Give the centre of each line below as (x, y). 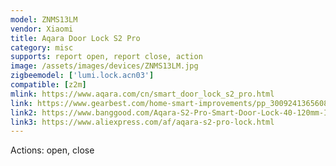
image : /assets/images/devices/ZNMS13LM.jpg (104, 66)
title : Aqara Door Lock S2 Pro (75, 38)
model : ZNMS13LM (44, 19)
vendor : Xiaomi (42, 29)
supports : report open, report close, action (106, 57)
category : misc (42, 47)
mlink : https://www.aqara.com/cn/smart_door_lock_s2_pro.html (142, 94)
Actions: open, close (52, 150)
